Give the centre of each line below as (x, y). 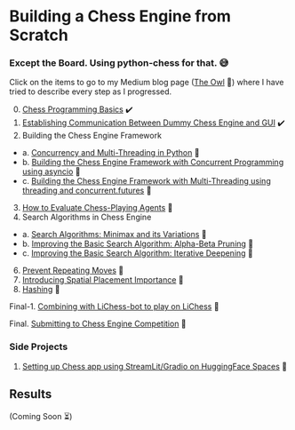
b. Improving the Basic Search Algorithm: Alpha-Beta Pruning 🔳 (138, 244)
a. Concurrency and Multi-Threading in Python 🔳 (111, 153)
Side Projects (39, 346)
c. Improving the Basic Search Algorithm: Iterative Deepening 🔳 (137, 253)
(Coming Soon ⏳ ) (41, 416)
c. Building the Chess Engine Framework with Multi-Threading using (146, 181)
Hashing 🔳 (41, 290)
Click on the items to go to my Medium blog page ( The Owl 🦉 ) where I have (147, 83)
